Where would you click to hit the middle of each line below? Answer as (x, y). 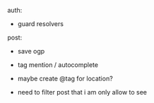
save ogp (31, 51)
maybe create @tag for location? (65, 78)
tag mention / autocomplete (58, 65)
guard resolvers (40, 24)
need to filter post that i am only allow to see (82, 92)
